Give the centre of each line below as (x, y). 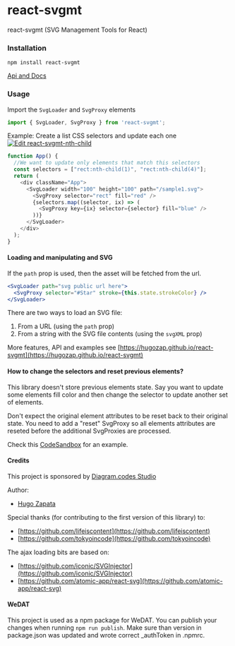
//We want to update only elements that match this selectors (107, 163)
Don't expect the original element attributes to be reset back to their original (117, 416)
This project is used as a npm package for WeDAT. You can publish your (112, 621)
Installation (27, 48)
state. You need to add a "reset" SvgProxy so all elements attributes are (112, 423)
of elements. (25, 402)
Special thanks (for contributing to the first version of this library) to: (107, 517)
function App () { (33, 156)
